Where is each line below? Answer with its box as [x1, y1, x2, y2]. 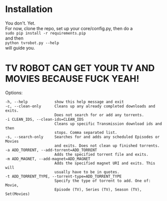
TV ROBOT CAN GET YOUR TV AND [5, 63, 155, 74]
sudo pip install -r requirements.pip [5, 31, 86, 36]
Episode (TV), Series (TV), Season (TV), [54, 187, 142, 192]
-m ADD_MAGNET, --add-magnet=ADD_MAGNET [5, 156, 91, 161]
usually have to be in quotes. [54, 169, 120, 174]
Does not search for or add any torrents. [54, 112, 144, 117]
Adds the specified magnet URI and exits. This [54, 160, 155, 166]
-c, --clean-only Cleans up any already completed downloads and [5, 104, 155, 109]
